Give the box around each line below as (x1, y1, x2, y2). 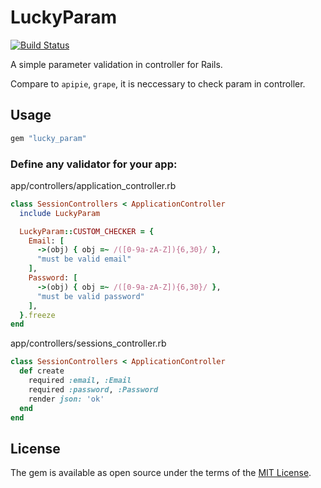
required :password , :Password (28, 384, 159, 395)
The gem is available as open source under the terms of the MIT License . (10, 467, 312, 479)
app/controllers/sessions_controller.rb (10, 337, 167, 350)
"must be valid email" (36, 254, 132, 265)
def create (19, 366, 65, 376)
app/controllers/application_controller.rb (10, 179, 177, 191)
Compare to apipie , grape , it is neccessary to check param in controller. (10, 77, 306, 90)
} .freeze (19, 310, 56, 320)
